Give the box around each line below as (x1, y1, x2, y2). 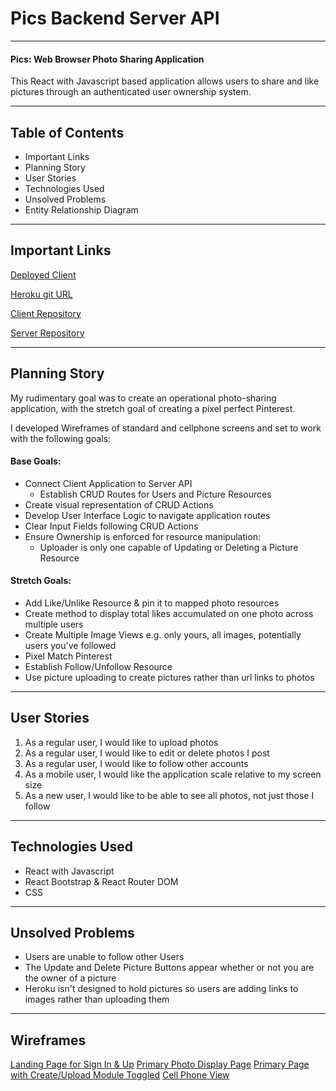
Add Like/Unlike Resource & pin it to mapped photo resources (24, 597, 280, 609)
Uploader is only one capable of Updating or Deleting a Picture (39, 541, 299, 553)
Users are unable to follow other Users (24, 951, 185, 963)
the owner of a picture (24, 972, 117, 984)
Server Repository (10, 327, 85, 339)
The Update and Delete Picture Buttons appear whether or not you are (24, 962, 315, 974)
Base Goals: (10, 455, 62, 467)
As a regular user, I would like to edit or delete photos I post (24, 747, 270, 759)
